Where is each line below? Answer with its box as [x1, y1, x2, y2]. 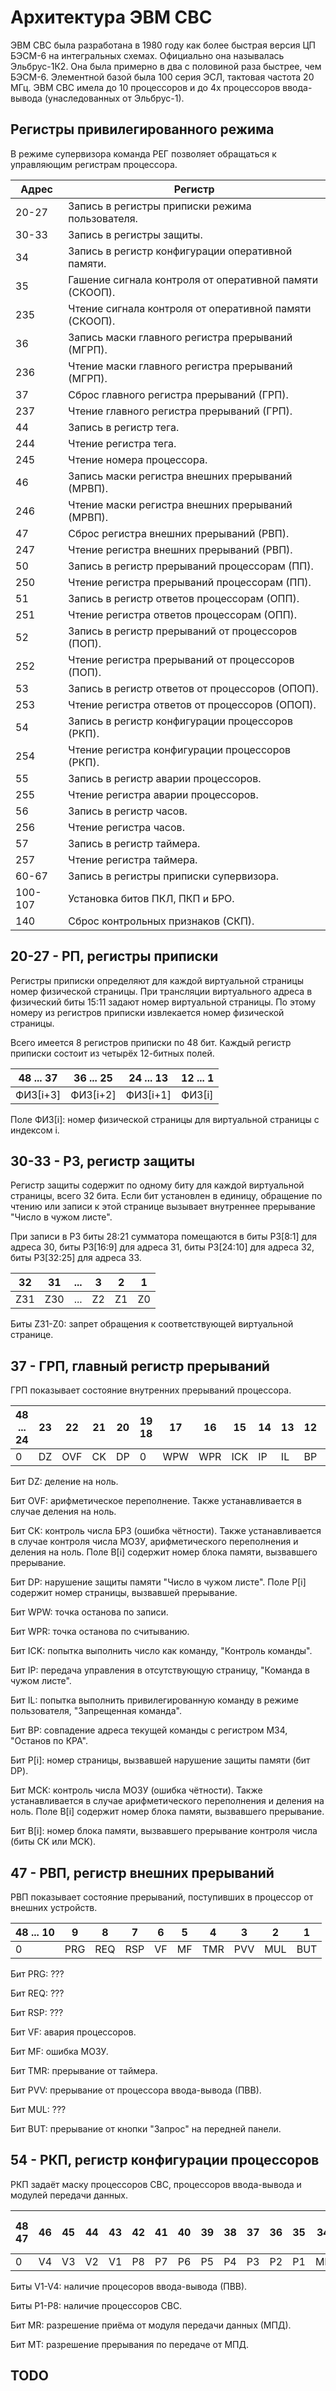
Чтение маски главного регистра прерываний [68, 359, 293, 373]
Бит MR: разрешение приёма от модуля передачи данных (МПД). [10, 2319, 292, 2331]
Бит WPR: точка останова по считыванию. [10, 1626, 190, 1638]
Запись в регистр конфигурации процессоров [68, 714, 293, 728]
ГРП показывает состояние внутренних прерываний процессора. [10, 1384, 292, 1396]
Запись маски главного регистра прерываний [68, 330, 293, 344]
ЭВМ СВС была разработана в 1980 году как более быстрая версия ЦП [10, 39, 316, 51]
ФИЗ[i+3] [15, 1087, 62, 1101]
